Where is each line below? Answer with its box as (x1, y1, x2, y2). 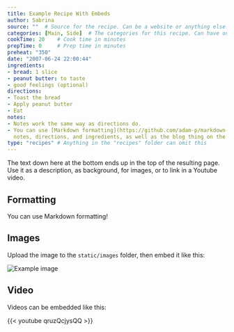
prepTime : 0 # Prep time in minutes (7, 42, 127, 49)
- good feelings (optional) (7, 81, 89, 88)
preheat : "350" (7, 49, 52, 56)
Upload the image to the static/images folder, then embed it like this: (7, 251, 205, 259)
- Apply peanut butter (7, 101, 73, 108)
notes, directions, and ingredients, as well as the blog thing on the (13, 133, 226, 140)
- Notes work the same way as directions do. (7, 120, 141, 127)
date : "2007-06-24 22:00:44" (7, 56, 92, 63)
